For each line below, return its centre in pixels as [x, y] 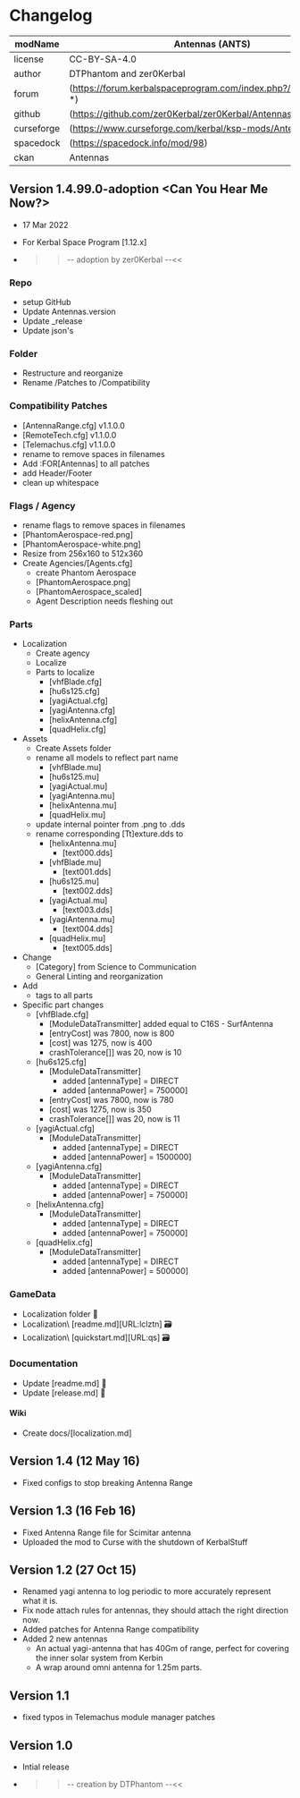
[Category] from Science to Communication [116, 967]
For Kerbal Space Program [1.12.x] [84, 242]
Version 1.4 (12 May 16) [75, 1461]
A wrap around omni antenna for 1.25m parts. [119, 1667]
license [29, 59]
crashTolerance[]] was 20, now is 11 [114, 1119]
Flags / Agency [42, 505]
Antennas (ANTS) [212, 44]
